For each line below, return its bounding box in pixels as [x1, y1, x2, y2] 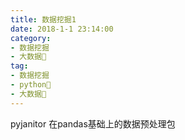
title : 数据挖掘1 [10, 14, 77, 25]
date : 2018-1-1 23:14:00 [10, 24, 114, 34]
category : [10, 33, 52, 43]
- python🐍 [10, 80, 52, 90]
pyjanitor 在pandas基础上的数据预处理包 [10, 117, 176, 130]
